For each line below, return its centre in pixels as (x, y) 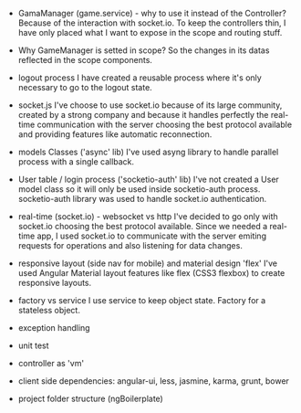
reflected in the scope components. (85, 60)
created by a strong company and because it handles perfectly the (143, 115)
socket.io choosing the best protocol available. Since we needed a (143, 226)
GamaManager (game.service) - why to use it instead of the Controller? (152, 13)
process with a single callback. (76, 162)
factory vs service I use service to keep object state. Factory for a (142, 300)
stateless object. (49, 310)
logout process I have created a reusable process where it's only (140, 78)
